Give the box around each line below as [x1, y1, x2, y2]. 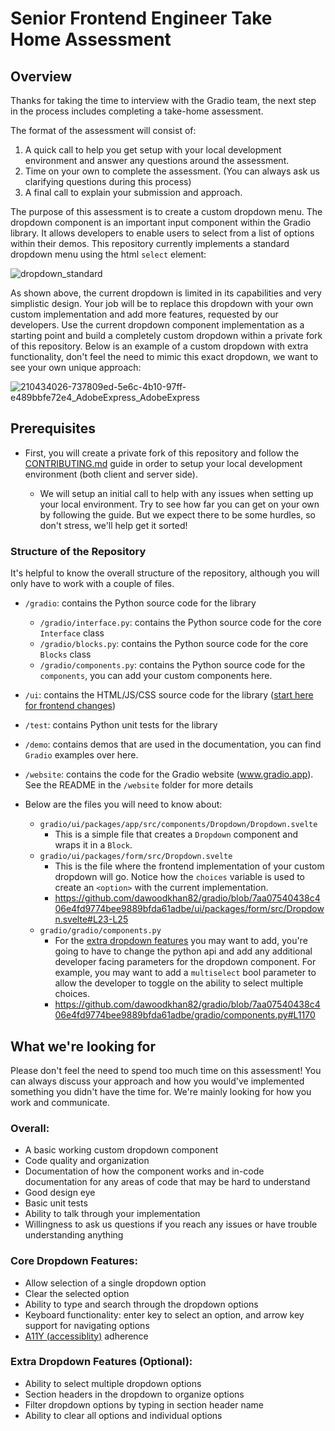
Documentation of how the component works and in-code [24, 1165, 265, 1177]
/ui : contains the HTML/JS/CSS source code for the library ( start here [24, 689, 314, 701]
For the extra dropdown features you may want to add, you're [54, 935, 308, 947]
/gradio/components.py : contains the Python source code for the [39, 659, 306, 671]
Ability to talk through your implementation [24, 1208, 201, 1220]
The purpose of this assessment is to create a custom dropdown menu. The [10, 206, 323, 217]
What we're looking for [10, 1038, 156, 1055]
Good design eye [24, 1187, 96, 1199]
